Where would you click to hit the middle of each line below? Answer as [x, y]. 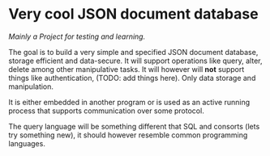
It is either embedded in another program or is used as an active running [129, 102]
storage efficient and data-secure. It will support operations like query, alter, [135, 61]
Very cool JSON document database [133, 14]
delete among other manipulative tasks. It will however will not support [126, 69]
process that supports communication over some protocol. [106, 111]
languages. [27, 143]
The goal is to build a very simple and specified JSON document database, [133, 52]
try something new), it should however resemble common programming [128, 135]
